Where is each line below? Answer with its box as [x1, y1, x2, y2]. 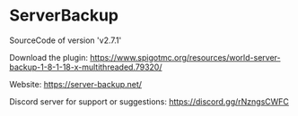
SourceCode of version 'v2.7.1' [9, 35, 122, 46]
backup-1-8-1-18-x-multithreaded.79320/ [9, 62, 162, 72]
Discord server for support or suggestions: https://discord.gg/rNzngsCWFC [9, 95, 290, 107]
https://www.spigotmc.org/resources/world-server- [89, 52, 281, 62]
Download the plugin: [9, 52, 88, 62]
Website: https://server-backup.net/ [9, 79, 142, 89]
